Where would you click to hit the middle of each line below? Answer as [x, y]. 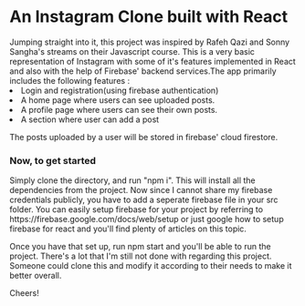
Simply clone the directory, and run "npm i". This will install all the [132, 180]
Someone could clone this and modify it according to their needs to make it [151, 266]
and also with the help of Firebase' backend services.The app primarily [143, 71]
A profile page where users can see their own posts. [119, 109]
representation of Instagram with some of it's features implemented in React [153, 61]
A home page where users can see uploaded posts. [118, 100]
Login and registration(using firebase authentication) [120, 90]
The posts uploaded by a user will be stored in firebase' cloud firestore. [144, 137]
